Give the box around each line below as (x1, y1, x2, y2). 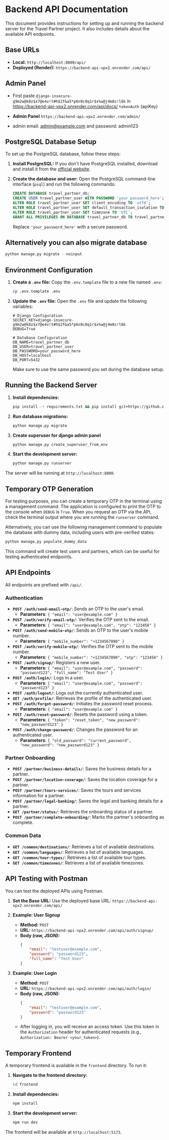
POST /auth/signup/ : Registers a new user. (12, 660, 101, 666)
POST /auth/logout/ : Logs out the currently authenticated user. (12, 690, 143, 696)
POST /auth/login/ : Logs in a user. (12, 675, 84, 681)
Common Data (5, 832, 41, 839)
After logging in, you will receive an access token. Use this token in (20, 1024, 159, 1030)
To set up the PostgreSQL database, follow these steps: (5, 151, 121, 157)
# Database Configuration (12, 335, 67, 340)
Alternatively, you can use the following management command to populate (5, 524, 162, 530)
